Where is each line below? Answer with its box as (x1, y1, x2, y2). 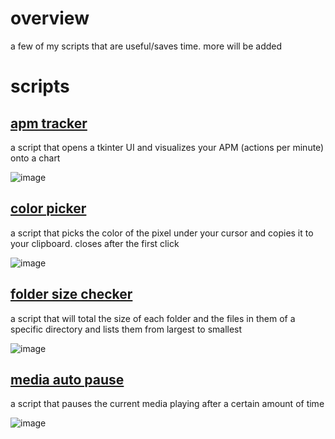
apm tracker (10, 115, 88, 132)
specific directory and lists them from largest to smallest (10, 323, 243, 335)
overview (10, 7, 90, 30)
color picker (10, 200, 87, 217)
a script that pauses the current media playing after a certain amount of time (10, 398, 325, 410)
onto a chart (10, 152, 61, 164)
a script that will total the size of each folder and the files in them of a (10, 312, 296, 324)
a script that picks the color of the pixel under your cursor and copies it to (10, 227, 314, 239)
